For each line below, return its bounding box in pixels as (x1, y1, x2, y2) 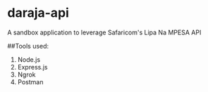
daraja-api (7, 5, 69, 21)
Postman (17, 77, 44, 86)
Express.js (17, 63, 48, 71)
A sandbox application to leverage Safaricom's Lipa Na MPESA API (7, 28, 202, 37)
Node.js (17, 55, 41, 64)
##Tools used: (7, 41, 49, 50)
